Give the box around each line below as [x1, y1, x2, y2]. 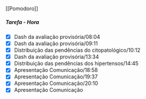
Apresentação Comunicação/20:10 [13, 80, 99, 87]
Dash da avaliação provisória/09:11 [13, 40, 98, 47]
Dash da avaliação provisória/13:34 [13, 53, 99, 61]
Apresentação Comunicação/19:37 [13, 73, 98, 80]
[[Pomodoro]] [5, 5, 39, 12]
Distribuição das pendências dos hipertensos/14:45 [13, 60, 139, 67]
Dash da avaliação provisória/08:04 [13, 33, 100, 40]
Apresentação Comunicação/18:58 [13, 67, 98, 74]
